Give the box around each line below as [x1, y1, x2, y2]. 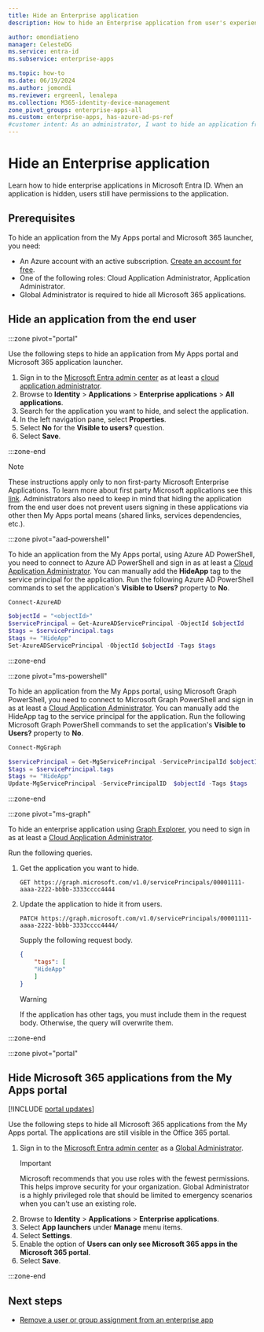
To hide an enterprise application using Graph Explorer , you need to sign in [8, 824, 250, 834]
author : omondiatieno [8, 33, 79, 41]
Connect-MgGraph [8, 743, 61, 751]
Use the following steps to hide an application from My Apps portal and [8, 348, 239, 359]
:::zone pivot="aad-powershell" [8, 534, 110, 544]
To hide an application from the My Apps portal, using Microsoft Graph [8, 686, 237, 696]
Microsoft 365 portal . [19, 1248, 91, 1257]
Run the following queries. [8, 848, 93, 858]
